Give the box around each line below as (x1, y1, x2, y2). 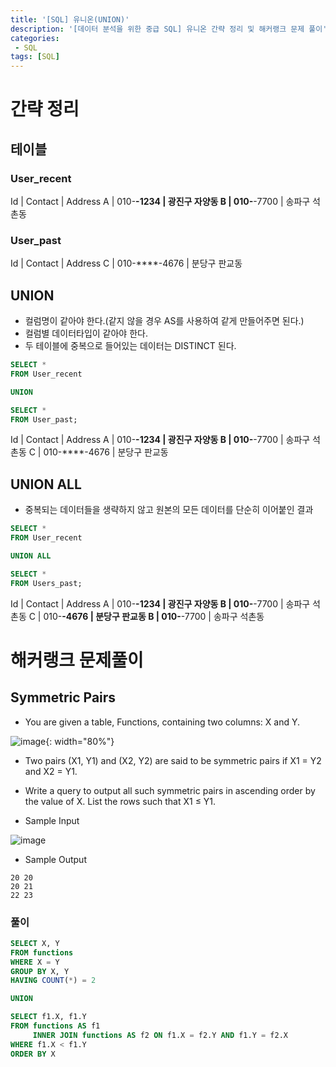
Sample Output (24, 853, 87, 865)
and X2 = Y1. (24, 765, 78, 777)
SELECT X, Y (10, 938, 60, 948)
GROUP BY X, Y (10, 966, 70, 976)
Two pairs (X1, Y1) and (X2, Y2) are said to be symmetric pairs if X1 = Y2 (24, 754, 322, 766)
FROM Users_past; (10, 578, 83, 588)
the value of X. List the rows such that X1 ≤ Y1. (24, 795, 217, 807)
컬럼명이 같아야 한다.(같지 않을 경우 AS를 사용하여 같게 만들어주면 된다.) (24, 315, 305, 327)
